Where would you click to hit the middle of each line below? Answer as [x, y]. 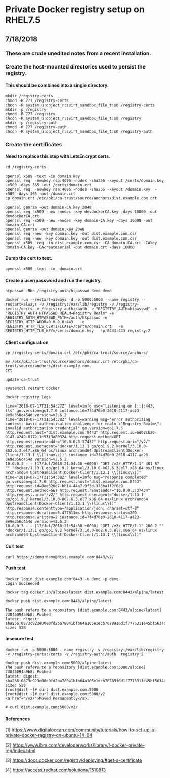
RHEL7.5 [23, 20]
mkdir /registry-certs [29, 96]
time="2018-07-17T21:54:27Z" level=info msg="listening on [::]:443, [80, 406]
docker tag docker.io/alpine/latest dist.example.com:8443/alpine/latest [85, 592]
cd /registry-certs [26, 167]
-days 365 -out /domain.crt [46, 194]
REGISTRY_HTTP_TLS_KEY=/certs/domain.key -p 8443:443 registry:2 [78, 331]
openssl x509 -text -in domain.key [43, 176]
